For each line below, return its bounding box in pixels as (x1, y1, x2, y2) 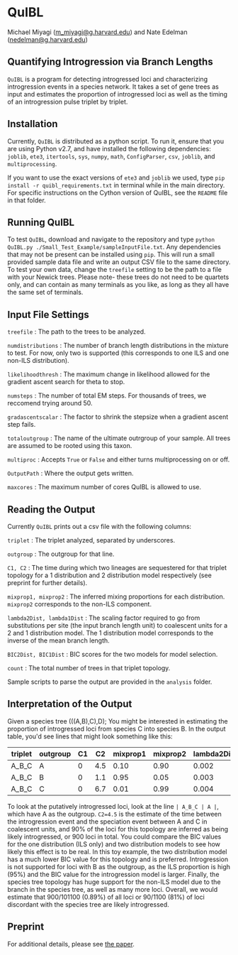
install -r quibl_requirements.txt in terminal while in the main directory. (7, 180, 225, 189)
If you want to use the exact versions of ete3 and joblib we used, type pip (7, 173, 225, 182)
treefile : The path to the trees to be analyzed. (7, 327, 147, 336)
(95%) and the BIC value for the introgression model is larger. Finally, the (7, 870, 220, 878)
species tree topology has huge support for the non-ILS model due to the (7, 878, 221, 886)
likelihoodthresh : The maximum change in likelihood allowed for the (7, 370, 210, 378)
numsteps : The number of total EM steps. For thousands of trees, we (7, 391, 207, 400)
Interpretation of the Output (7, 698, 132, 710)
